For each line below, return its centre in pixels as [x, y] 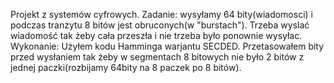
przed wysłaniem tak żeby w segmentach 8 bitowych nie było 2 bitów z [157, 57]
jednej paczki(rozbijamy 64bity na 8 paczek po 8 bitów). [126, 67]
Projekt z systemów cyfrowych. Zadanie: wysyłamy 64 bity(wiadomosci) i [161, 14]
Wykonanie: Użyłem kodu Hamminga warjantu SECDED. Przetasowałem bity [167, 46]
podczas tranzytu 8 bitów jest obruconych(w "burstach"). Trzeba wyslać [160, 25]
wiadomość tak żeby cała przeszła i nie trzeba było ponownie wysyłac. [156, 35]
